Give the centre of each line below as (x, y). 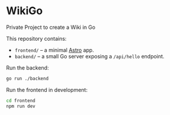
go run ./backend (27, 78)
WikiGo (24, 11)
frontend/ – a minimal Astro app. (54, 50)
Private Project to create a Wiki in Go (51, 27)
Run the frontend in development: (47, 90)
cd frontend (21, 101)
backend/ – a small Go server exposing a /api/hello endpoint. (89, 56)
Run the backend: (27, 68)
